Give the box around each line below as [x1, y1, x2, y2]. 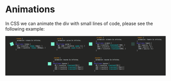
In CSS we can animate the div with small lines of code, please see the [5, 20, 153, 26]
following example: [5, 25, 45, 32]
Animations [5, 4, 55, 15]
